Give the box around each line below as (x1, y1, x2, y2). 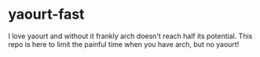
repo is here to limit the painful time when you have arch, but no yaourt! (8, 39, 240, 48)
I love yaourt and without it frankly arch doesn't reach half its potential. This (8, 31, 253, 41)
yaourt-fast (8, 5, 85, 23)
